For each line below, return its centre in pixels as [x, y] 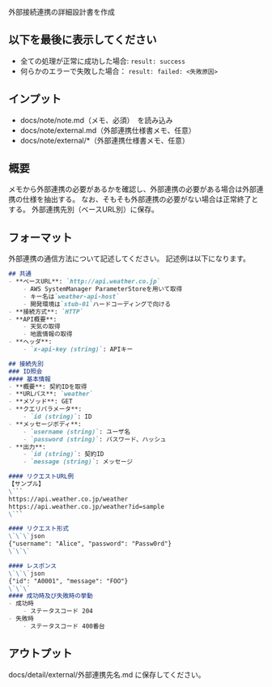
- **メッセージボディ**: [45, 424]
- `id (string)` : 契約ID [64, 454]
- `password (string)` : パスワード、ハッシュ [95, 439]
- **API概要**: [33, 319]
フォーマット [40, 237]
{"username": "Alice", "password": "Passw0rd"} [90, 544]
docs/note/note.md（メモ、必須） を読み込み [96, 120]
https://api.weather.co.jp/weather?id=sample [86, 506]
